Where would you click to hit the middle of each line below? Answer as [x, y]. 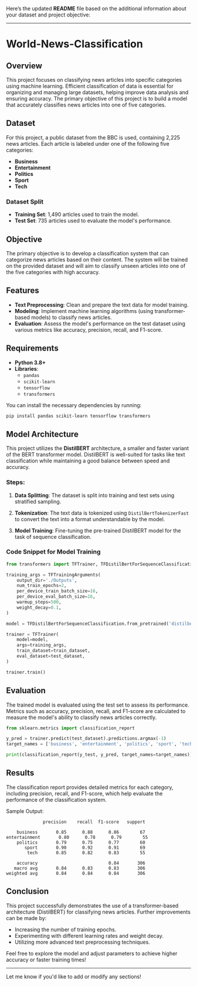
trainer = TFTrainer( [33, 634]
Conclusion [28, 892]
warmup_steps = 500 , [39, 602]
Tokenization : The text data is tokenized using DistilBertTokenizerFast [102, 513]
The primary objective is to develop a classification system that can [87, 253]
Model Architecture [43, 434]
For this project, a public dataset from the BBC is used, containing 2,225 [93, 137]
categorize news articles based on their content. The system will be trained [97, 259]
